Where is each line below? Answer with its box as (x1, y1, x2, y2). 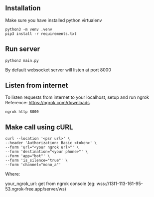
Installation (5, 4, 41, 12)
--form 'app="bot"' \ (5, 154, 50, 159)
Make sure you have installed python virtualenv (5, 17, 102, 23)
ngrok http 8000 (5, 109, 39, 114)
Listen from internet (5, 81, 68, 90)
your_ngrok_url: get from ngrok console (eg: (5, 181, 96, 187)
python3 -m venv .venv (5, 27, 52, 32)
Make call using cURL (5, 123, 73, 131)
